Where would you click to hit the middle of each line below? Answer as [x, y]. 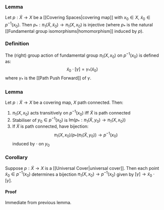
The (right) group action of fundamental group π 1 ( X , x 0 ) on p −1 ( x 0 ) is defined [82, 55]
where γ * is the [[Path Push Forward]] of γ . [48, 78]
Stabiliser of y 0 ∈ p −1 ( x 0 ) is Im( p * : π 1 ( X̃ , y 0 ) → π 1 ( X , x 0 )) [69, 120]
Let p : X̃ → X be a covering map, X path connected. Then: [64, 103]
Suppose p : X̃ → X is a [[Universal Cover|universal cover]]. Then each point [82, 168]
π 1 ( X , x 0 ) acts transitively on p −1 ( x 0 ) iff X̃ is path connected [71, 113]
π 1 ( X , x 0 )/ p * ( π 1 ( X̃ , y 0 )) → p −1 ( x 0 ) [86, 135]
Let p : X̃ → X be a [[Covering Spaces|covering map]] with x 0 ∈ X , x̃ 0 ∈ [78, 18]
